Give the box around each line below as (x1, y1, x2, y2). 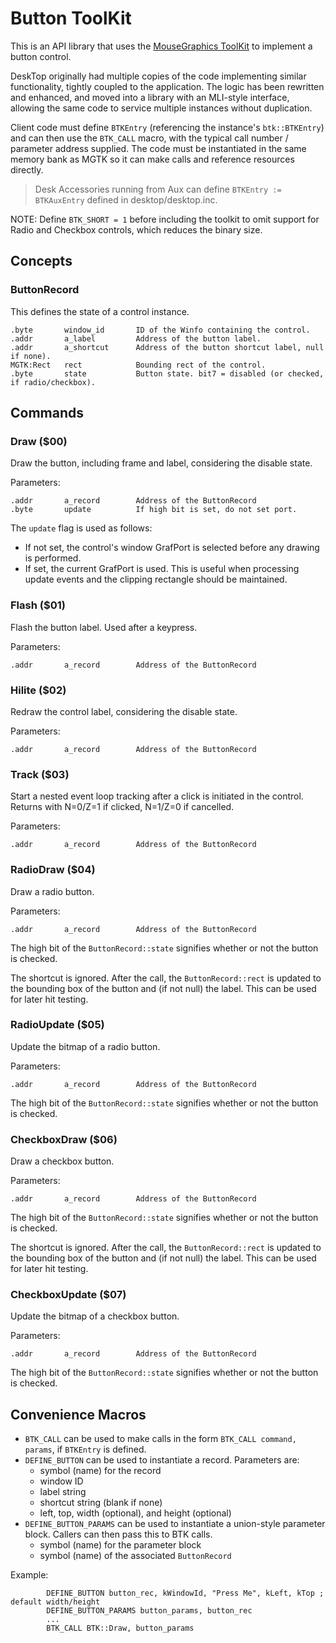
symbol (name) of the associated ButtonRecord (39, 1550, 232, 1562)
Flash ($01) (10, 598, 66, 612)
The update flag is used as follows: (10, 522, 153, 534)
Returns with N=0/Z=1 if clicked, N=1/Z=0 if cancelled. (10, 801, 235, 813)
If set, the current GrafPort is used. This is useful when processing (24, 563, 300, 575)
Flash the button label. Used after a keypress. (10, 621, 198, 633)
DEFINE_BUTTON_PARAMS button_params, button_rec (46, 1606, 253, 1616)
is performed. (24, 552, 82, 564)
